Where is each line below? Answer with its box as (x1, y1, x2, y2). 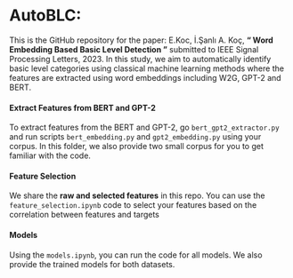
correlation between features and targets (9, 210, 160, 220)
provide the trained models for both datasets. (9, 258, 175, 269)
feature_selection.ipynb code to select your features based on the (9, 200, 257, 210)
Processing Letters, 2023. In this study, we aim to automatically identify (9, 53, 272, 64)
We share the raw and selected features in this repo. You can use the (9, 190, 265, 201)
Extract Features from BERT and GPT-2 (9, 102, 156, 113)
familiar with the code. (9, 150, 92, 161)
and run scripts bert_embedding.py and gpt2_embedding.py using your (9, 131, 262, 142)
